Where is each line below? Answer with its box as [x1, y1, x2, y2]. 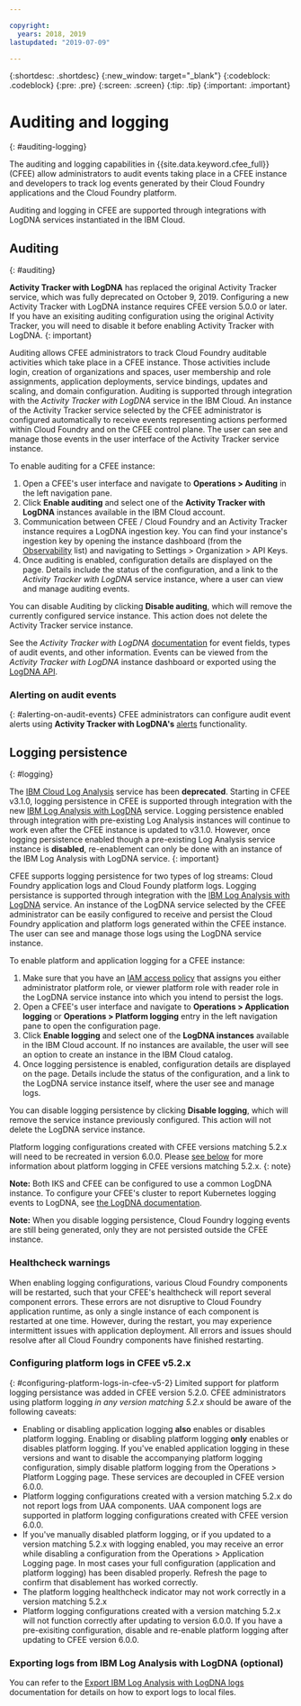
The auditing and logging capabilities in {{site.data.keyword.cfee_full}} [9, 159, 270, 169]
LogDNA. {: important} [9, 330, 93, 341]
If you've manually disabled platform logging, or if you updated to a [22, 1528, 271, 1539]
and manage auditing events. [22, 583, 130, 595]
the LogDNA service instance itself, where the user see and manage [22, 1078, 275, 1089]
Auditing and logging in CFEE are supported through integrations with [9, 205, 267, 216]
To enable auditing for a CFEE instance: [9, 461, 155, 471]
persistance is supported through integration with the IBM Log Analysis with [9, 889, 290, 901]
